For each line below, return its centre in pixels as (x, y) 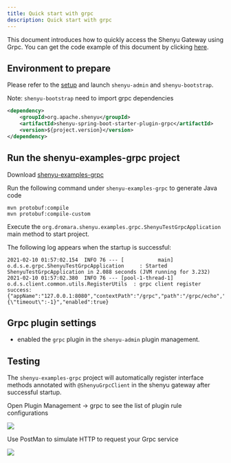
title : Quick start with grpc (51, 13)
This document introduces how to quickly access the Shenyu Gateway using (115, 39)
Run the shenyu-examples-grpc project (93, 158)
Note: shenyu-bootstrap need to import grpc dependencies (90, 98)
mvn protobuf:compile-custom (49, 214)
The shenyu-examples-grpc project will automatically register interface (106, 378)
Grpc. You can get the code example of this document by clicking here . (108, 47)
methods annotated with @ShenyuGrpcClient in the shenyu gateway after (109, 385)
